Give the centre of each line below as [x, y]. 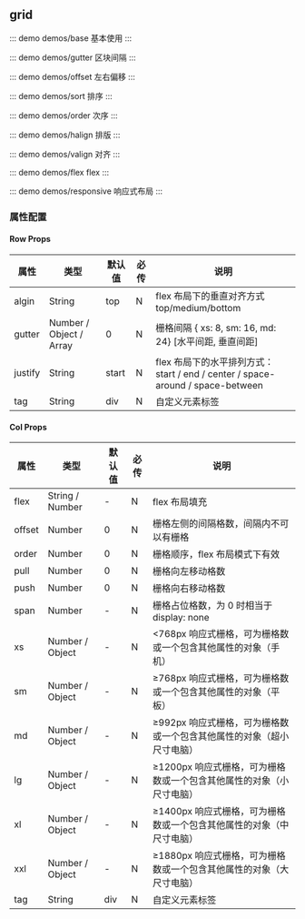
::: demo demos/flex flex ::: [59, 172]
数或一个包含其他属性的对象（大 [221, 870]
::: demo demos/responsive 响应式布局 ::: [86, 191]
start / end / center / [198, 374]
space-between [228, 385]
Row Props [30, 239]
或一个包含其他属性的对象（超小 [221, 736]
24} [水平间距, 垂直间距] [207, 341]
